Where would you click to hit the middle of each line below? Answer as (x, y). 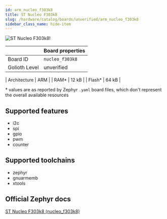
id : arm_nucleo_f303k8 (29, 10)
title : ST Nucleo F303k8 (31, 15)
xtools (19, 183)
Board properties (65, 51)
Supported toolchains (40, 160)
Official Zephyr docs (38, 199)
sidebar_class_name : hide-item (38, 24)
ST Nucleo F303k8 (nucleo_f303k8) (43, 211)
